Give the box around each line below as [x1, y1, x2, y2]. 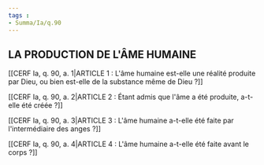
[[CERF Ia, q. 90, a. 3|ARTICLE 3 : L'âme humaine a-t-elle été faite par [8, 115, 234, 126]
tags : [8, 11, 30, 20]
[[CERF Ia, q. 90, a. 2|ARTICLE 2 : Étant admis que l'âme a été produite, [8, 92, 240, 102]
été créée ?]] [21, 101, 63, 110]
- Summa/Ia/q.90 [8, 19, 61, 27]
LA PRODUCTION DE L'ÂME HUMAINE [8, 48, 197, 61]
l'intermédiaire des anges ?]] [8, 124, 101, 134]
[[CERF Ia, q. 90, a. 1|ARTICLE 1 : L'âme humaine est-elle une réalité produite [8, 68, 256, 79]
